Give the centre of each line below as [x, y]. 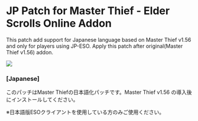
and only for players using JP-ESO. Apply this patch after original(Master [95, 46]
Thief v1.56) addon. [30, 52]
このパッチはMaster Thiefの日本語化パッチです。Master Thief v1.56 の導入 [97, 92]
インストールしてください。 [45, 100]
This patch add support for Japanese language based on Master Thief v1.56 [99, 40]
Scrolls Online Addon [59, 23]
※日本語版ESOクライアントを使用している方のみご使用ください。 [85, 112]
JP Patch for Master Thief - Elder [88, 11]
